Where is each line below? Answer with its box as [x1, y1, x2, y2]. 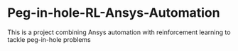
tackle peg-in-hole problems [7, 35, 91, 43]
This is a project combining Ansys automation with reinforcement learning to [7, 28, 231, 36]
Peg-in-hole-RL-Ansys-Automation [7, 5, 220, 21]
